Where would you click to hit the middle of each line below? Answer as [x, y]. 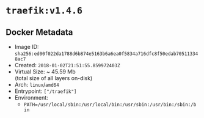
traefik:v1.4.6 [44, 11]
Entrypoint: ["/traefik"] [46, 91]
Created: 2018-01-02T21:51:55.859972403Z [67, 65]
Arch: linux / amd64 [37, 85]
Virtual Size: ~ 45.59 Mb [45, 72]
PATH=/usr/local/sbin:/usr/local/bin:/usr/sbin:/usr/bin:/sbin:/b [110, 105]
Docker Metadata [39, 32]
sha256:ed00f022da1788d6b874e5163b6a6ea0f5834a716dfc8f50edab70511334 [106, 54]
